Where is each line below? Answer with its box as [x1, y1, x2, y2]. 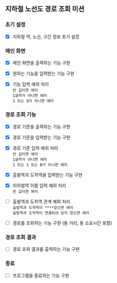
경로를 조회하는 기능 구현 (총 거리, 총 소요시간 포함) [12, 220, 112, 226]
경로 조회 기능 [5, 111, 37, 118]
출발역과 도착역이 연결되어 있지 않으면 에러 [12, 210, 89, 216]
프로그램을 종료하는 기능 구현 [12, 272, 69, 278]
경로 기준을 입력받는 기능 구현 [12, 134, 70, 140]
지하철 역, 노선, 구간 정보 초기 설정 [12, 33, 79, 39]
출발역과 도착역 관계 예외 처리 [12, 198, 70, 204]
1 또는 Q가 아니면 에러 [12, 99, 54, 104]
